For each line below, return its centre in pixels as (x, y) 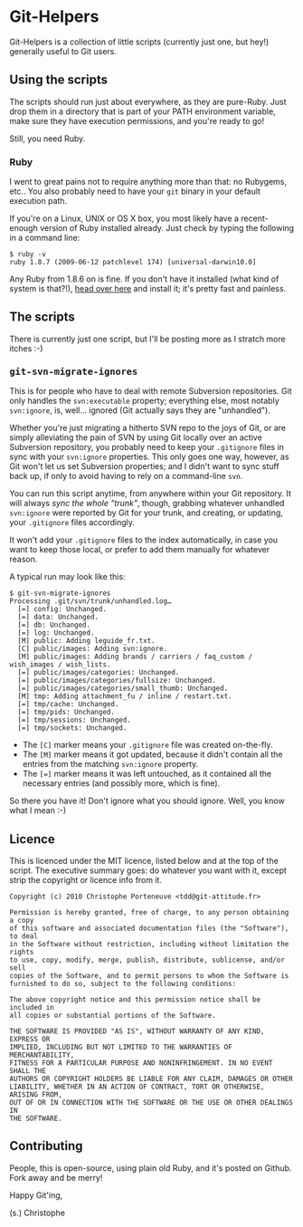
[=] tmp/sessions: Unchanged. (74, 720)
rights (22, 952)
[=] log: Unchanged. (56, 633)
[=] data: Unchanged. (58, 618)
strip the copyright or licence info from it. (86, 879)
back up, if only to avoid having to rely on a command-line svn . (126, 476)
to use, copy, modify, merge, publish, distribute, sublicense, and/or (147, 960)
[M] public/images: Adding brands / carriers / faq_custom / (135, 657)
